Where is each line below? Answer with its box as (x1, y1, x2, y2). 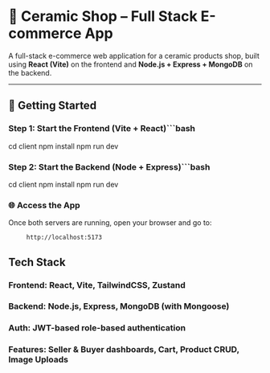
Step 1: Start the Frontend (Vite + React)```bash (8, 123, 195, 134)
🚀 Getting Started (8, 99, 97, 113)
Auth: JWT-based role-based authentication (8, 322, 186, 334)
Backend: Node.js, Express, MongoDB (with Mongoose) (8, 301, 230, 312)
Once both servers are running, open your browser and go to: (8, 218, 212, 227)
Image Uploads (8, 354, 68, 365)
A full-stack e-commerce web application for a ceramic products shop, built (8, 51, 260, 60)
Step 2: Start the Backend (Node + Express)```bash (8, 161, 211, 172)
